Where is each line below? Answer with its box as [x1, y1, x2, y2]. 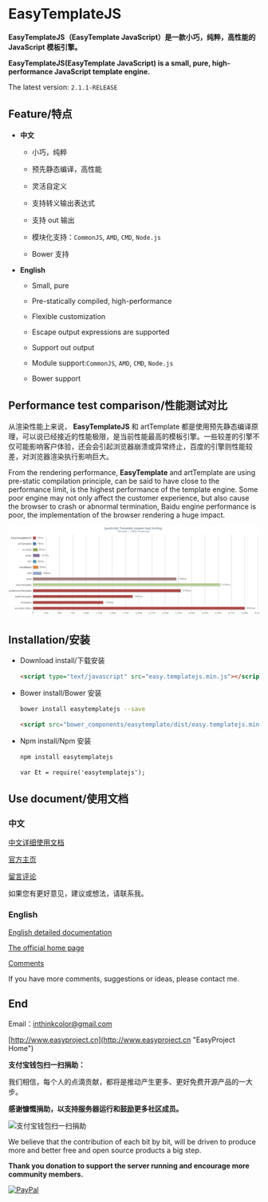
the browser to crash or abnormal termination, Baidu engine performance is [8, 501, 257, 511]
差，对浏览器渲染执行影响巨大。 [8, 451, 113, 461]
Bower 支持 [31, 249, 69, 258]
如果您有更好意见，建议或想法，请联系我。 [8, 889, 148, 898]
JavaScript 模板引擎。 [8, 42, 82, 52]
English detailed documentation [8, 927, 112, 936]
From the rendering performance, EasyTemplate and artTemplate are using [8, 467, 256, 477]
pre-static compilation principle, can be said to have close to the [8, 476, 220, 485]
